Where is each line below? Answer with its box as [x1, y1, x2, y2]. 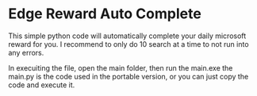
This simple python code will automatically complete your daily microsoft [8, 31, 247, 40]
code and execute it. [8, 80, 75, 90]
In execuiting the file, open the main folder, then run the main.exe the [8, 63, 233, 72]
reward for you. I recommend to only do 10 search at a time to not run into [8, 39, 249, 48]
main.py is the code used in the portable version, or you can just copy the [8, 71, 249, 81]
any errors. [8, 48, 44, 57]
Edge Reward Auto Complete [8, 5, 202, 23]
